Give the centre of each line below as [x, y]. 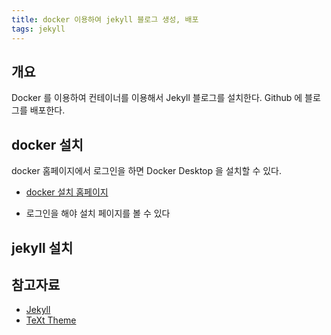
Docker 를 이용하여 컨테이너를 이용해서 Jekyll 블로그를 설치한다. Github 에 [157, 98]
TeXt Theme [51, 320]
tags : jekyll [38, 29]
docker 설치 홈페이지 [67, 192]
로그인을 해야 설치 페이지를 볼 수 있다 [98, 213]
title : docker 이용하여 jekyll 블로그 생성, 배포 [105, 19]
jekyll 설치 [42, 247]
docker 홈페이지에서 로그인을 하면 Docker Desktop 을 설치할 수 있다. [147, 171]
